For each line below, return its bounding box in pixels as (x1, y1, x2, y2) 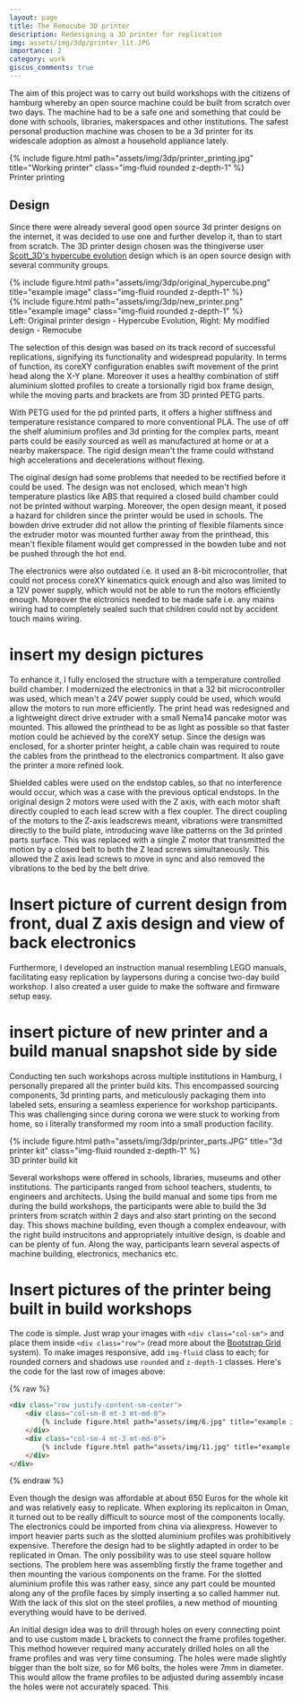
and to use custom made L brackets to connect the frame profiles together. (9, 1634, 287, 1645)
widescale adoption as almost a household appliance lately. (9, 135, 228, 146)
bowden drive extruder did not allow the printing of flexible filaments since (9, 519, 284, 530)
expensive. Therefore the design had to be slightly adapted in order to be (9, 1541, 279, 1551)
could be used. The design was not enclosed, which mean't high (9, 481, 248, 492)
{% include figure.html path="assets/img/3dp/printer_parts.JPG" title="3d (9, 1135, 283, 1146)
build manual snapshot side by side (9, 1040, 278, 1061)
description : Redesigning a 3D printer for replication (9, 30, 222, 39)
